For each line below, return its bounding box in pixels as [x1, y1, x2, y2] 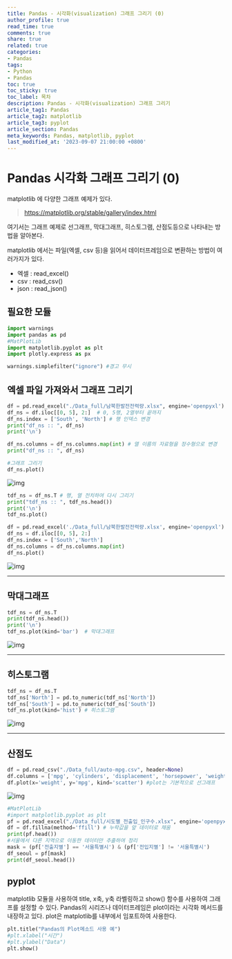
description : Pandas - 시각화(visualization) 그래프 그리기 [7, 100, 171, 107]
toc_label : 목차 [7, 94, 51, 101]
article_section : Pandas [7, 126, 79, 133]
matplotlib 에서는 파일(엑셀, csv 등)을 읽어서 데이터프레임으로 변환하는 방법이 [7, 246, 215, 254]
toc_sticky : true [7, 87, 57, 94]
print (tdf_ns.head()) [7, 616, 70, 623]
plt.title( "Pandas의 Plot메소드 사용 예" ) [7, 926, 121, 933]
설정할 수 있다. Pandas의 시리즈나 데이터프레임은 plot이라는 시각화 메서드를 [19, 903, 223, 912]
